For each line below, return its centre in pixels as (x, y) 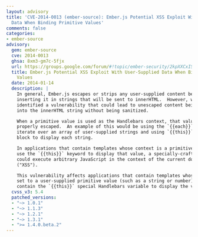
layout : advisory (27, 12)
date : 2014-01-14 (33, 83)
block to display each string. (55, 138)
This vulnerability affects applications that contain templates (99, 176)
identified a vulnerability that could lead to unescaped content (100, 105)
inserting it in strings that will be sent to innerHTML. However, (103, 99)
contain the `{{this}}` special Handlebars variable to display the (103, 187)
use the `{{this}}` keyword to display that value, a (84, 154)
